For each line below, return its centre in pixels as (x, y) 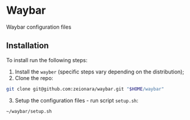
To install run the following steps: (47, 60)
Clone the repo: (34, 78)
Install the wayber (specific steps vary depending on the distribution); (99, 72)
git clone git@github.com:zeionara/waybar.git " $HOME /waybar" (85, 89)
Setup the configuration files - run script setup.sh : (76, 100)
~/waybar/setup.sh (29, 111)
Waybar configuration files (39, 27)
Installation (27, 46)
